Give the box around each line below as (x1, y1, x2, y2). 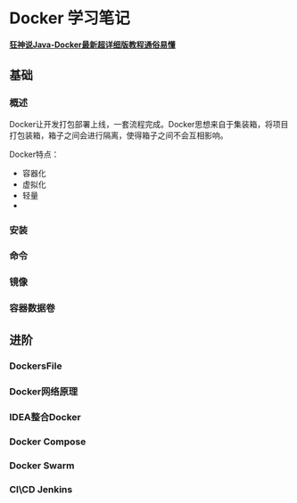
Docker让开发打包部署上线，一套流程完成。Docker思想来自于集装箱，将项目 (9, 118, 289, 129)
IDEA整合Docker (9, 411, 82, 424)
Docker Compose (9, 435, 87, 448)
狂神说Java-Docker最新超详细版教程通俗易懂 (9, 39, 176, 50)
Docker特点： (9, 149, 60, 159)
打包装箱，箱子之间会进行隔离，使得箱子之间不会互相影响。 (9, 130, 228, 141)
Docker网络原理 (9, 385, 78, 397)
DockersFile (9, 360, 62, 372)
